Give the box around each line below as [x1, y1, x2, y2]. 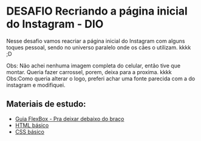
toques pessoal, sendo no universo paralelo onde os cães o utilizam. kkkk [6, 44, 191, 51]
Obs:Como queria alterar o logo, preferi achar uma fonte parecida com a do [6, 75, 196, 82]
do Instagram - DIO [6, 17, 104, 31]
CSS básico [15, 128, 44, 135]
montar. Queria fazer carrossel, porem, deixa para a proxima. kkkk [6, 68, 172, 75]
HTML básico [15, 122, 49, 129]
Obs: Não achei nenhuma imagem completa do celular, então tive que [6, 62, 181, 69]
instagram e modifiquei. [6, 81, 66, 89]
